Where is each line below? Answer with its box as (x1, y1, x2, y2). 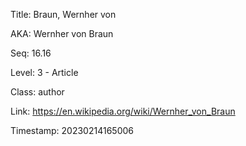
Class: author (10, 86, 65, 98)
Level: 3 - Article (10, 67, 79, 78)
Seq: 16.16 (10, 47, 52, 59)
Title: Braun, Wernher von (10, 9, 117, 20)
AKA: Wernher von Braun (10, 28, 114, 39)
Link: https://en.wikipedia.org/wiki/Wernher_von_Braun (10, 105, 236, 117)
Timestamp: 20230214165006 (10, 125, 134, 136)
